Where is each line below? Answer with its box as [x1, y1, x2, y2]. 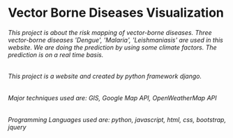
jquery [8, 123, 27, 131]
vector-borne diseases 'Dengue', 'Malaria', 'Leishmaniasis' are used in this [8, 36, 224, 44]
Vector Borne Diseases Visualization [8, 5, 224, 21]
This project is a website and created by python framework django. [8, 72, 202, 81]
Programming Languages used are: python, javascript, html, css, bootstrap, [8, 115, 226, 123]
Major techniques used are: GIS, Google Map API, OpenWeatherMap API [8, 94, 217, 102]
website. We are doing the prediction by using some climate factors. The [8, 43, 217, 52]
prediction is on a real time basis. [8, 50, 104, 59]
